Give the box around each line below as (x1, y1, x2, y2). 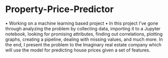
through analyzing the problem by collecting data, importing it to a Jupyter (5, 25, 161, 31)
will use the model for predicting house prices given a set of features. (5, 47, 151, 53)
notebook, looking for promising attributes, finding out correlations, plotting (5, 31, 163, 37)
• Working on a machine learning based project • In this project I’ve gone (5, 20, 158, 26)
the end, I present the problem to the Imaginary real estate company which (5, 41, 161, 47)
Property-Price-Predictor (5, 4, 114, 15)
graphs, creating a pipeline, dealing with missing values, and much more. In (5, 36, 163, 42)
